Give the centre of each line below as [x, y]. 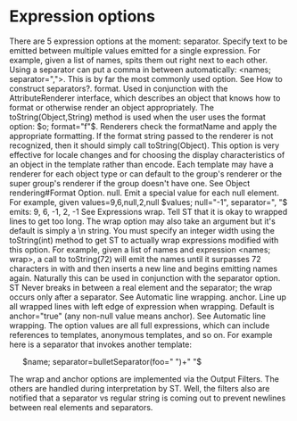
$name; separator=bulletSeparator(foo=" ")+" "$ [112, 361]
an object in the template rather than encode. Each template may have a [141, 164]
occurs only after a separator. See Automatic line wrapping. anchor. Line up [148, 297]
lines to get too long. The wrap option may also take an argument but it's [143, 221]
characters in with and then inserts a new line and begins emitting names [144, 268]
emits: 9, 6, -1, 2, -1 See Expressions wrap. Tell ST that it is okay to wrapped [148, 211]
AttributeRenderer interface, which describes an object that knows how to [145, 98]
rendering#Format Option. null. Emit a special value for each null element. [144, 193]
